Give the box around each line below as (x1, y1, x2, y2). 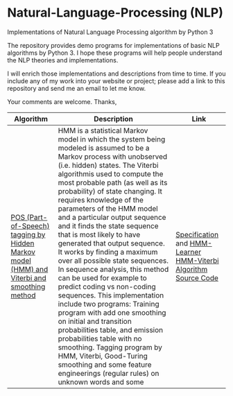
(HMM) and (10, 264, 49, 274)
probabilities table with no (58, 334, 142, 343)
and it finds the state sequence (58, 221, 159, 230)
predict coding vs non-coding (58, 282, 156, 291)
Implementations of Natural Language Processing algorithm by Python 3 (7, 28, 214, 36)
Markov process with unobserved (58, 151, 168, 161)
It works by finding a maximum (58, 247, 158, 257)
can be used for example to (58, 273, 147, 282)
